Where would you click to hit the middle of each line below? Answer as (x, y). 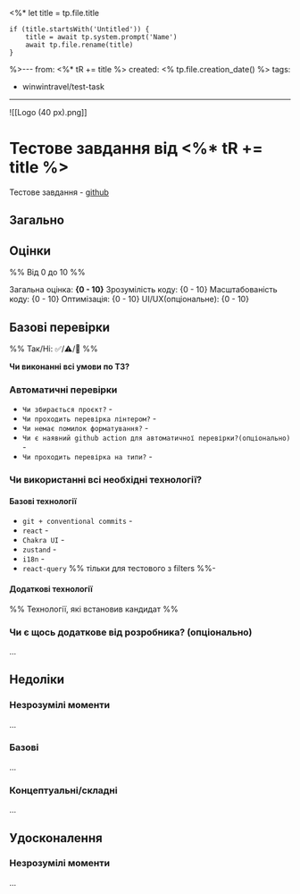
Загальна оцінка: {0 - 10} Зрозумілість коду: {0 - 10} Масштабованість (144, 290)
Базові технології (43, 501)
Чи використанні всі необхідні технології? (106, 480)
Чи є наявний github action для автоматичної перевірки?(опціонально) (156, 439)
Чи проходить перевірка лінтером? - (89, 418)
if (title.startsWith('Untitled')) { (79, 30)
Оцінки (30, 251)
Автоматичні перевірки (63, 390)
